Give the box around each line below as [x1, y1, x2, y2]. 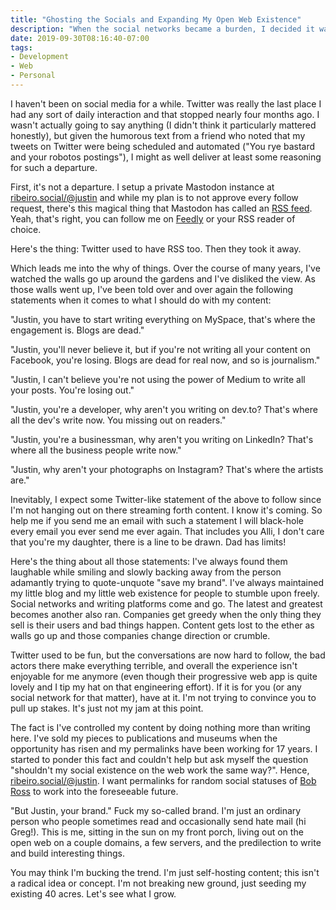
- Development [10, 52, 70, 62]
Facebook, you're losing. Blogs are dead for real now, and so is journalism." [10, 354, 321, 366]
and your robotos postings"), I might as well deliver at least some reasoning [10, 151, 322, 163]
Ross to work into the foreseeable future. [10, 785, 179, 797]
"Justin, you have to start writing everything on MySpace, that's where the [10, 313, 316, 325]
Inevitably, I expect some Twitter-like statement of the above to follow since [10, 493, 322, 505]
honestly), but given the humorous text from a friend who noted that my [10, 129, 306, 141]
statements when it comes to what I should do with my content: [10, 294, 272, 306]
